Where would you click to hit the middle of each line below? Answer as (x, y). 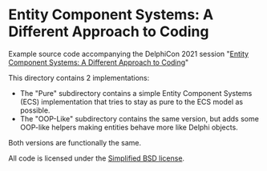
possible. (35, 110)
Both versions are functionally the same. (75, 142)
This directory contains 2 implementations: (79, 78)
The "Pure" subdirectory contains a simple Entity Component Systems (136, 93)
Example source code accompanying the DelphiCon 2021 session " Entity (129, 54)
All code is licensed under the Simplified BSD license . (97, 158)
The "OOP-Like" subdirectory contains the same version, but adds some (139, 118)
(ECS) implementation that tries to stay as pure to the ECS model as (131, 101)
